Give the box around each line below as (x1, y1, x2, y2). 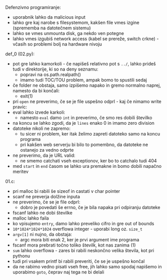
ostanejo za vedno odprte (20, 147, 74, 153)
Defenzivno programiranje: (5, 5, 61, 10)
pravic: (12, 104, 27, 110)
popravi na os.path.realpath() (20, 72, 81, 78)
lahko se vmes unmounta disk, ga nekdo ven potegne (12, 30, 124, 36)
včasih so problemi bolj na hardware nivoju (12, 41, 102, 47)
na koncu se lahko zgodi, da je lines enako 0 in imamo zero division (12, 120, 155, 126)
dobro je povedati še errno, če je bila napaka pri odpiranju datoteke (20, 204, 160, 210)
